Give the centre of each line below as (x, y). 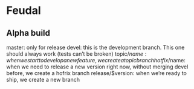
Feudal (24, 11)
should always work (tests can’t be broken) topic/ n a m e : (76, 54)
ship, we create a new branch (43, 80)
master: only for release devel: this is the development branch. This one (95, 47)
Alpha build (28, 33)
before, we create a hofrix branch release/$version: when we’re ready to (97, 73)
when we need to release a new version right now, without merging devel (97, 67)
